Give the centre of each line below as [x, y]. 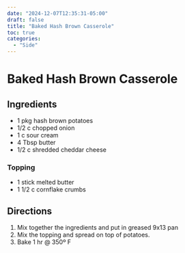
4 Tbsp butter [36, 142]
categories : [24, 39]
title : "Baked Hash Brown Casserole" [61, 26]
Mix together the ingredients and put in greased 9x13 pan [98, 228]
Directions [30, 211]
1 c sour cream [38, 135]
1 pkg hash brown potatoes [55, 121]
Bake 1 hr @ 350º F [44, 242]
